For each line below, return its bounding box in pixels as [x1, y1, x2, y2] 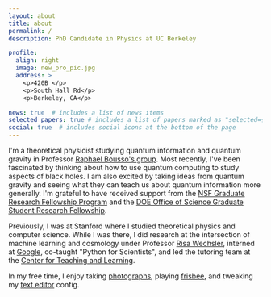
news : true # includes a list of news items [8, 108, 164, 117]
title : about [8, 19, 52, 27]
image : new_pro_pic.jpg [15, 64, 95, 73]
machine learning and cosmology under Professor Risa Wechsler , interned [8, 239, 256, 248]
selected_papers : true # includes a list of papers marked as [8, 116, 222, 124]
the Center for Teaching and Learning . [8, 256, 135, 265]
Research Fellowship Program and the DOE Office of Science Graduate [8, 197, 244, 207]
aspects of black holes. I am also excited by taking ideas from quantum [8, 171, 244, 181]
